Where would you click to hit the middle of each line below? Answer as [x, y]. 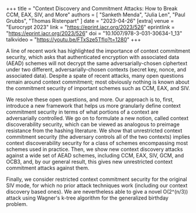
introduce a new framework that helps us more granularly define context [93, 106]
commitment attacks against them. [48, 168]
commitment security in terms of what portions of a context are [82, 112]
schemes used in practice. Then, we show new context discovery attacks [94, 149]
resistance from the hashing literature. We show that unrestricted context [94, 130]
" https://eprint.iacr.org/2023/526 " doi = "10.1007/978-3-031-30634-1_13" [94, 33]
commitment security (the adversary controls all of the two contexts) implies [98, 137]
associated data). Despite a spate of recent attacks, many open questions [95, 76]
